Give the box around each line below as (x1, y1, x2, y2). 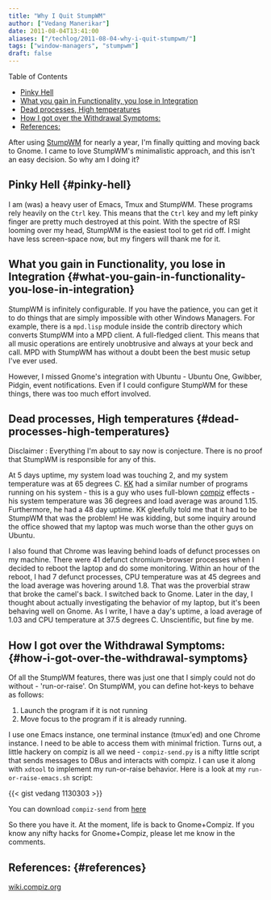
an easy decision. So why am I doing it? (8, 155, 140, 164)
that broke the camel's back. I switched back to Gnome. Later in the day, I (8, 589, 253, 599)
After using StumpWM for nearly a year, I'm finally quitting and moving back (8, 138, 261, 146)
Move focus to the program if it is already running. (19, 714, 187, 724)
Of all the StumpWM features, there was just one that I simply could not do (8, 673, 256, 682)
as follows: (8, 690, 44, 700)
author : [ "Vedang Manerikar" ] (8, 19, 110, 28)
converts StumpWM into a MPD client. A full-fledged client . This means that (8, 329, 260, 340)
